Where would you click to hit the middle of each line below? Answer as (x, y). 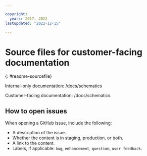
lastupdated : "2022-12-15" (33, 23)
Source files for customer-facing (74, 52)
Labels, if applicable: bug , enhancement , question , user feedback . (77, 149)
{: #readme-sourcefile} (28, 76)
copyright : (16, 14)
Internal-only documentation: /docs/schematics (54, 86)
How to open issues (36, 111)
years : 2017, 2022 (29, 19)
